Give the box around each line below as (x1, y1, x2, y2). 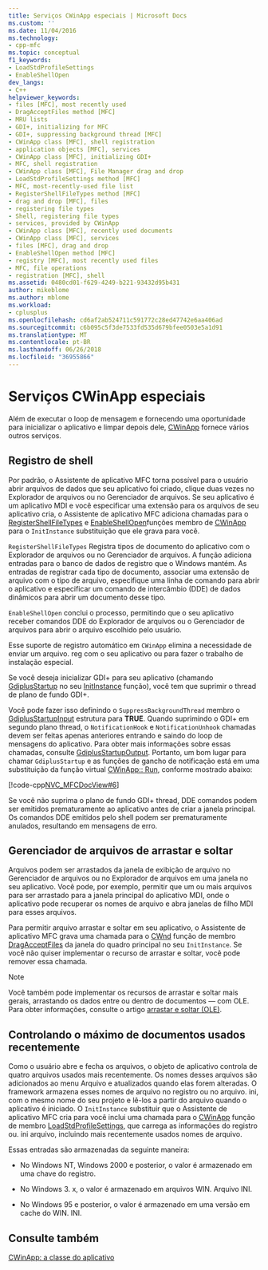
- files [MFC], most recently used (8, 101, 127, 109)
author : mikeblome (8, 287, 69, 295)
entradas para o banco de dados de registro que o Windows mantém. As (8, 558, 247, 568)
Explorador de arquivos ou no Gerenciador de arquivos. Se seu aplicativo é (8, 492, 254, 501)
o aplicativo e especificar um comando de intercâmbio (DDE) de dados (8, 584, 241, 593)
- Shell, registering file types (8, 212, 120, 220)
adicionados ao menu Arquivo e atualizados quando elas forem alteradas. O (8, 1078, 258, 1088)
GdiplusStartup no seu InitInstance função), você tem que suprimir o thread (8, 681, 257, 690)
